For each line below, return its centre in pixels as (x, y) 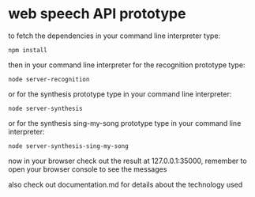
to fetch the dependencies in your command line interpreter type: (114, 36)
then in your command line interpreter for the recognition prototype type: (127, 65)
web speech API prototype (97, 14)
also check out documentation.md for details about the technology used (126, 184)
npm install (28, 50)
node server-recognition (49, 79)
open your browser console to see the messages (88, 169)
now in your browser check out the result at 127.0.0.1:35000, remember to (127, 161)
